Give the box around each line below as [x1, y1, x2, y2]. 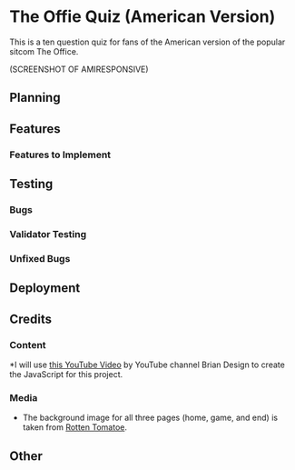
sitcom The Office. [9, 45, 79, 56]
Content [9, 338, 47, 351]
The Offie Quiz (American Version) [9, 6, 276, 27]
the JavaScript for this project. [9, 368, 123, 379]
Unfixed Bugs [9, 252, 71, 265]
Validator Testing [9, 227, 87, 240]
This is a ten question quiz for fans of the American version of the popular [9, 36, 286, 47]
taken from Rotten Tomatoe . [22, 422, 127, 433]
